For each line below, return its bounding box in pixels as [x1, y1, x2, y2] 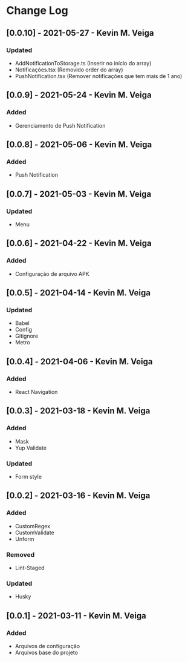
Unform [15, 535, 34, 542]
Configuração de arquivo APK [15, 270, 89, 277]
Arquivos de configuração [15, 642, 80, 649]
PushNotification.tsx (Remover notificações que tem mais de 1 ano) [15, 72, 183, 79]
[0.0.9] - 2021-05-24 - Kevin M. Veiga [6, 90, 152, 100]
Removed [6, 550, 35, 559]
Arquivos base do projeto [15, 649, 79, 656]
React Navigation [15, 388, 58, 395]
